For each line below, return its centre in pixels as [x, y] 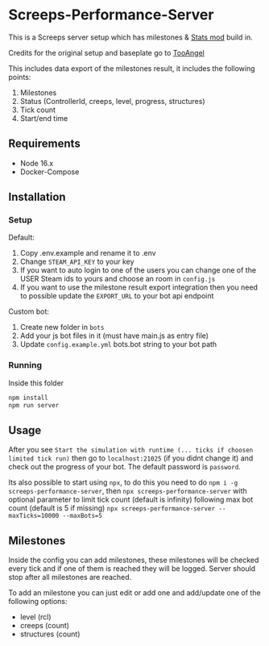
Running [25, 365]
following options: [38, 602]
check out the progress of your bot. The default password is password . [125, 467]
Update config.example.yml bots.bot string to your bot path [118, 344]
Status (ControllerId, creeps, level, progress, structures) [112, 101]
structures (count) [50, 634]
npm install [28, 398]
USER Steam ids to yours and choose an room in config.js [118, 279]
